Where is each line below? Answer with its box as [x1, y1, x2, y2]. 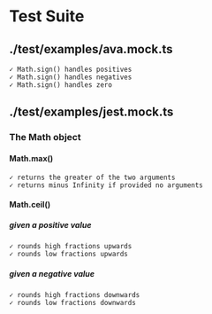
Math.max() [9, 153, 54, 163]
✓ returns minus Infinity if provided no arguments [9, 180, 203, 190]
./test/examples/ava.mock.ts [9, 42, 174, 57]
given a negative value [9, 268, 95, 279]
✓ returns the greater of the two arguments [9, 173, 176, 182]
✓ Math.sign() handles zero [9, 81, 113, 90]
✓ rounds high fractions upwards [9, 242, 132, 251]
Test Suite [9, 6, 85, 27]
